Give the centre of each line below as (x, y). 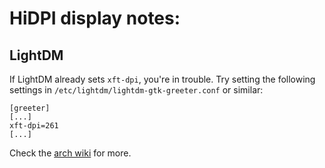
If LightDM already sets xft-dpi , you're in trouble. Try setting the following (162, 79)
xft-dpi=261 (34, 126)
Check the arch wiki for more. (70, 153)
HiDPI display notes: (95, 18)
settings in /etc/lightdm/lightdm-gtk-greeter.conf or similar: (136, 90)
